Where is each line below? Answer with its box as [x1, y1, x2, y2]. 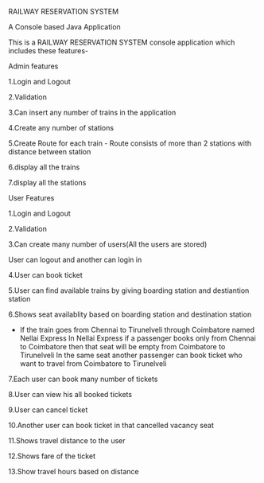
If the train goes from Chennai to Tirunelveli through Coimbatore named [19, 325, 255, 334]
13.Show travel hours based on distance [8, 467, 139, 476]
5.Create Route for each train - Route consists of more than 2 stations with [8, 138, 252, 148]
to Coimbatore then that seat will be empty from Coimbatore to [19, 342, 226, 351]
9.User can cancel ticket [8, 405, 88, 415]
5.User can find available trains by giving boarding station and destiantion [8, 286, 250, 295]
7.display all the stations [8, 178, 87, 187]
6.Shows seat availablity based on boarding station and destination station [8, 310, 252, 319]
